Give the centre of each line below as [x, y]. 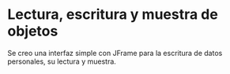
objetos [33, 31]
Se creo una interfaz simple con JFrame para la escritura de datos [115, 53]
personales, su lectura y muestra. [62, 61]
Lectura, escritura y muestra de [113, 15]
